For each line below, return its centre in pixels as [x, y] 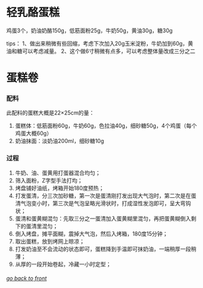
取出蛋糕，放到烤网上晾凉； [50, 241]
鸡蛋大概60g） [33, 133]
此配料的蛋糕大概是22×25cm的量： [50, 113]
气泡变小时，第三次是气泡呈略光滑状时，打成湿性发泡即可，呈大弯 [103, 203]
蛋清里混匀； [42, 226]
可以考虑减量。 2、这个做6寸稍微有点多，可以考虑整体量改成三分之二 [109, 51]
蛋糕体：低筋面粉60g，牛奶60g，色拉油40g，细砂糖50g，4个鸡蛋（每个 [106, 126]
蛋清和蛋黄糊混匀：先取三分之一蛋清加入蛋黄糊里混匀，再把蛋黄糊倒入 [103, 218]
